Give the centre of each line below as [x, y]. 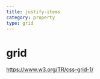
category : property [31, 17]
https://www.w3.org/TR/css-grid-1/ [50, 69]
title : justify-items [33, 12]
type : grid [20, 23]
